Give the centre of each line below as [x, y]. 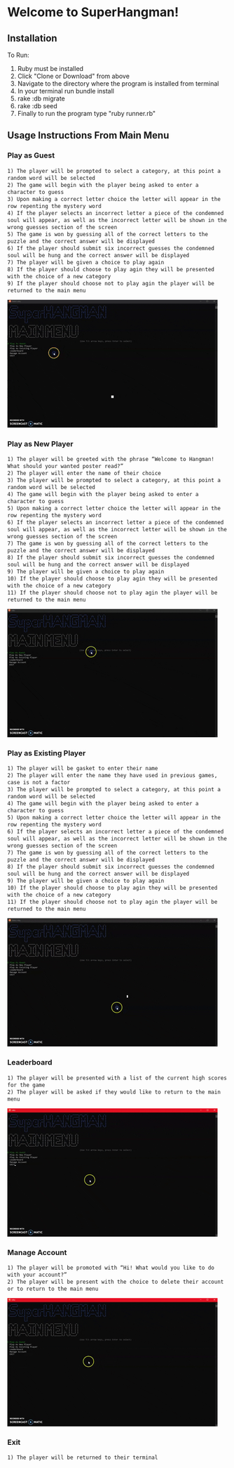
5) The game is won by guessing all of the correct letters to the [108, 234]
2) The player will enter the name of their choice [84, 473]
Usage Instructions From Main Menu [88, 135]
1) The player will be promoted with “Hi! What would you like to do [111, 1268]
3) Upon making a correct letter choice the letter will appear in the [114, 199]
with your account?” [37, 1275]
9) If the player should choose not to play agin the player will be [111, 283]
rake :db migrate [41, 98]
